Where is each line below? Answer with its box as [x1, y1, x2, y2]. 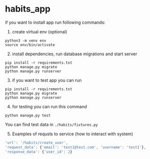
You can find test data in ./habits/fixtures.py [5, 121, 98, 127]
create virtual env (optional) [12, 29, 68, 34]
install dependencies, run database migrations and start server [12, 51, 137, 57]
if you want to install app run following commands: [5, 19, 105, 25]
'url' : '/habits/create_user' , [5, 140, 68, 145]
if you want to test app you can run [12, 77, 82, 83]
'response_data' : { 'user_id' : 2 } [5, 149, 73, 154]
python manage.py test [5, 113, 51, 118]
